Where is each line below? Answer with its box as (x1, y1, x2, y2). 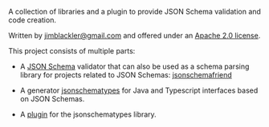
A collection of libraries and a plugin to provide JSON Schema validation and (8, 7, 261, 16)
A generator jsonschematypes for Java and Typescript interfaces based (19, 85, 259, 95)
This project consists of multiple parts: (8, 46, 136, 55)
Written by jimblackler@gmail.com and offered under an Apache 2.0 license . (8, 31, 261, 40)
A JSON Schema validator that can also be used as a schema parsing (19, 62, 250, 71)
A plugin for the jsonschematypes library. (19, 109, 157, 119)
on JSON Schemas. (19, 94, 85, 103)
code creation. (8, 15, 56, 25)
